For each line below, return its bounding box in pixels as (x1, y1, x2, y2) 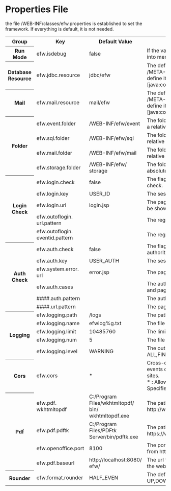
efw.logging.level (36, 348, 78, 355)
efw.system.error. (36, 265, 79, 273)
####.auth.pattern (36, 295, 80, 302)
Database (8, 69, 32, 76)
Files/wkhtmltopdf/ (89, 400, 134, 407)
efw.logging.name (36, 320, 80, 327)
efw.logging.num (36, 336, 77, 343)
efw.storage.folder (36, 164, 81, 171)
